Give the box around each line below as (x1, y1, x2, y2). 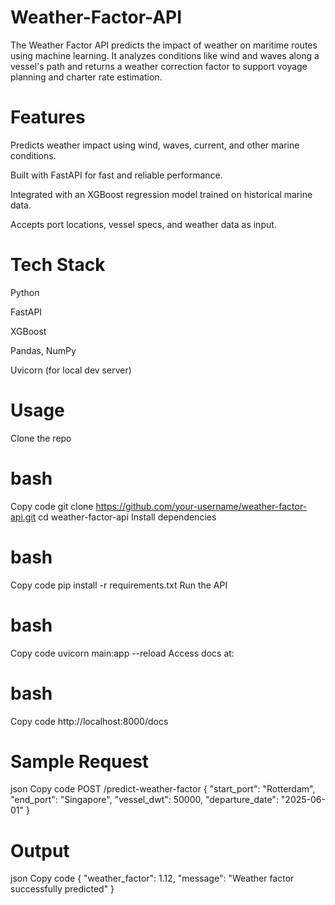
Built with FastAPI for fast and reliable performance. (10, 169, 223, 181)
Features (10, 106, 86, 129)
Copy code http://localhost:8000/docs (10, 715, 169, 727)
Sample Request (10, 750, 150, 773)
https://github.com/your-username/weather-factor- (95, 500, 308, 512)
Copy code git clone (10, 500, 94, 512)
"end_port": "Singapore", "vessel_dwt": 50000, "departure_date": (10, 794, 279, 806)
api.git (10, 511, 37, 523)
